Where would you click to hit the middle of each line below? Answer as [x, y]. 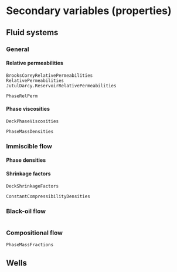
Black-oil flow [26, 211]
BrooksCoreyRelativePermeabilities [50, 75]
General [18, 49]
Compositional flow [35, 233]
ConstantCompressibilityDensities [48, 196]
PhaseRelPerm [22, 96]
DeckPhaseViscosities [33, 121]
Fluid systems [32, 33]
